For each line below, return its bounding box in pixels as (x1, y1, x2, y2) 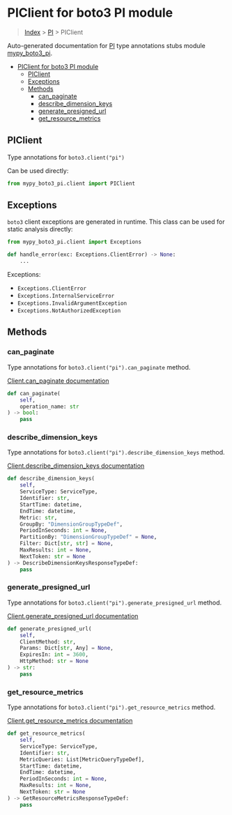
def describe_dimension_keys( (7, 475, 95, 482)
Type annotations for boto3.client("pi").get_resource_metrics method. (7, 703, 216, 712)
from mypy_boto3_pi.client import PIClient (7, 180, 136, 187)
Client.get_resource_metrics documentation (7, 717, 133, 725)
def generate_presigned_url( (7, 625, 92, 632)
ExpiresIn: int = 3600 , (20, 651, 89, 658)
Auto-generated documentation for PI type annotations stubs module (7, 41, 206, 49)
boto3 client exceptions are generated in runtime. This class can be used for (7, 218, 225, 226)
